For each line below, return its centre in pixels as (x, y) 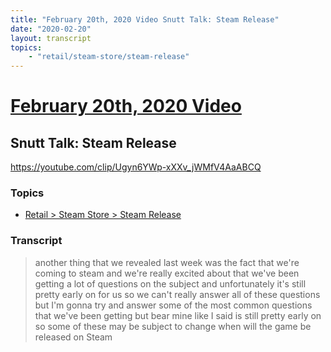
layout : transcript (51, 38)
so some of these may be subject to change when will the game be (173, 326)
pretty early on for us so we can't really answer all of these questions (177, 294)
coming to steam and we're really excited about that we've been (167, 273)
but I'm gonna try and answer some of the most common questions (173, 305)
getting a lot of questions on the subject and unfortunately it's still (170, 283)
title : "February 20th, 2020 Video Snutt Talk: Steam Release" (145, 19)
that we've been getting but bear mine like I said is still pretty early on (178, 315)
